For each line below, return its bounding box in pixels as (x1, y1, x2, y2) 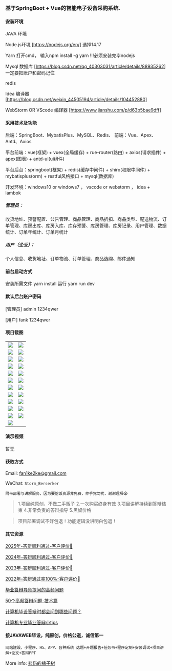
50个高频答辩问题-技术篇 (5, 598, 58, 604)
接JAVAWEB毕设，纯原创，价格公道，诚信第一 (5, 632, 104, 639)
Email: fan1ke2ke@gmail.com (5, 470, 67, 476)
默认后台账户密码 (5, 294, 41, 300)
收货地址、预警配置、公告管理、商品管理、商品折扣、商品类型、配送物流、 (5, 216, 162, 222)
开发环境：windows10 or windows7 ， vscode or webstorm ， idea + (5, 184, 150, 190)
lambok (5, 190, 21, 196)
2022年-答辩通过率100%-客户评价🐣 (5, 576, 80, 582)
